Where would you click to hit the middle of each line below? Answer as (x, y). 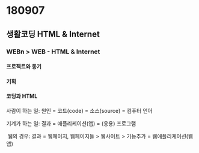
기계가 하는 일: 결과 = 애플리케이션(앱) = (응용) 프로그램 (71, 123)
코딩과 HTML (22, 96)
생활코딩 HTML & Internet (53, 34)
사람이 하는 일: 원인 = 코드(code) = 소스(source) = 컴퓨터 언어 (79, 110)
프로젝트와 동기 (24, 67)
